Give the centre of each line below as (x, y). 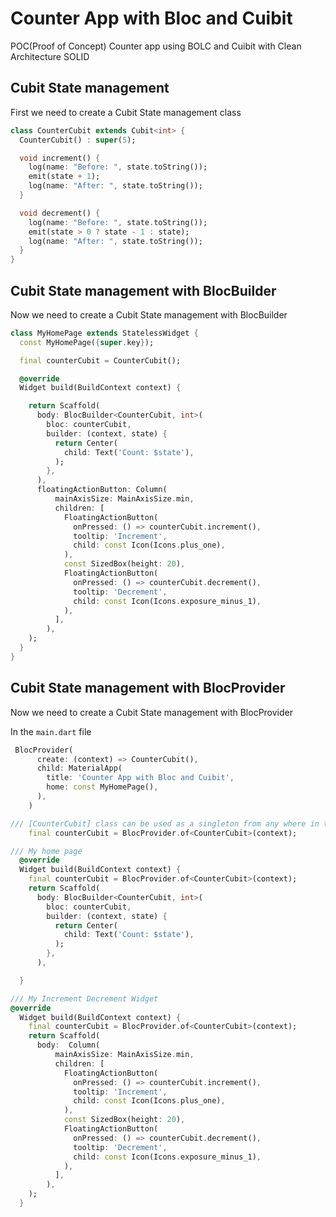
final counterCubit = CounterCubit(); (100, 360)
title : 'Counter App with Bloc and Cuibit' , (140, 778)
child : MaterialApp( (79, 768)
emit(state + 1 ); (64, 177)
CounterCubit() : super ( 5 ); (78, 140)
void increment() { (60, 158)
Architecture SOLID (50, 56)
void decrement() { (60, 213)
